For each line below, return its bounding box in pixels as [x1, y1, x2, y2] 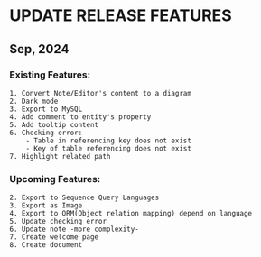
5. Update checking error [9, 217, 107, 226]
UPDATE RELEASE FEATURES [9, 5, 232, 26]
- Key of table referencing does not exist [25, 143, 192, 153]
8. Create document [9, 241, 83, 250]
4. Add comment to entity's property [9, 112, 152, 122]
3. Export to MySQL [9, 105, 83, 114]
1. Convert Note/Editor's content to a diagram [9, 88, 192, 97]
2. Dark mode [9, 96, 59, 106]
